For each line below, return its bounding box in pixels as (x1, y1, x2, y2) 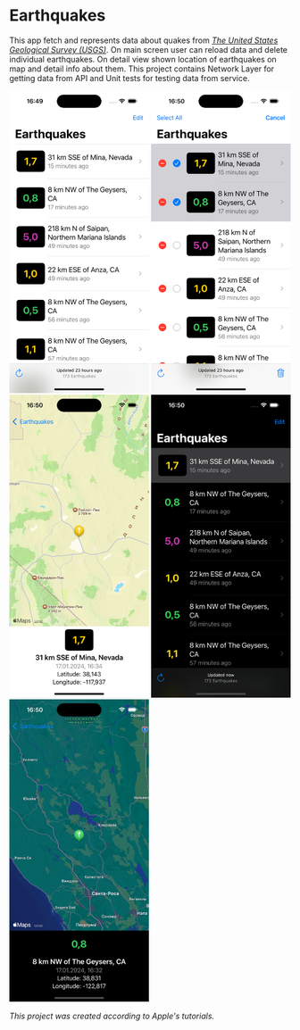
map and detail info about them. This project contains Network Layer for (9, 63, 275, 74)
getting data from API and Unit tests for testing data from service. (9, 72, 250, 83)
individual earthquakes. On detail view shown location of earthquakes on (9, 54, 277, 64)
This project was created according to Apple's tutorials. (9, 1010, 215, 1022)
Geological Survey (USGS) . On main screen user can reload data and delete (9, 44, 288, 54)
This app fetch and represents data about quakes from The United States (9, 35, 279, 46)
